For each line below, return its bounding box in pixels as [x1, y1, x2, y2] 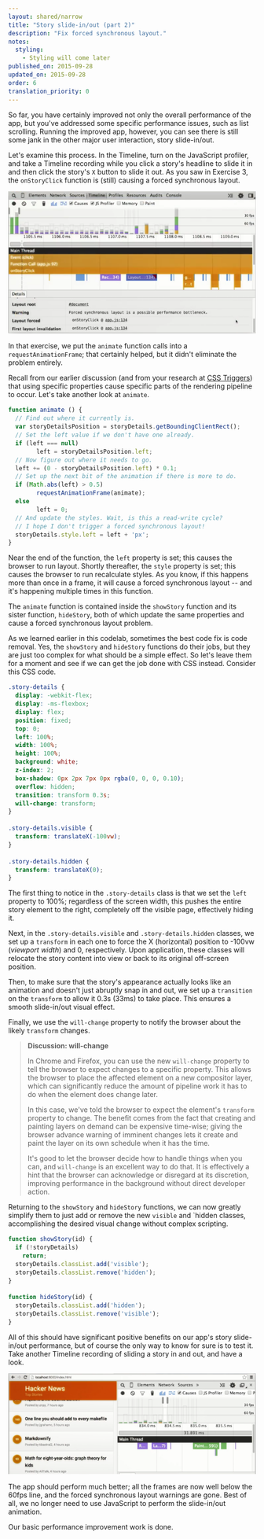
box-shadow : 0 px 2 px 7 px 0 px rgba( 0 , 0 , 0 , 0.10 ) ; [15, 775, 185, 782]
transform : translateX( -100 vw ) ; [15, 833, 122, 841]
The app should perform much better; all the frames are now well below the [8, 1482, 253, 1492]
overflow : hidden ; [15, 782, 76, 790]
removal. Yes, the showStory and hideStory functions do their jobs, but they [8, 642, 251, 652]
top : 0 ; [15, 724, 41, 733]
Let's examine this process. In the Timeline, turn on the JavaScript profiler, [8, 150, 249, 160]
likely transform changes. [8, 1026, 90, 1036]
